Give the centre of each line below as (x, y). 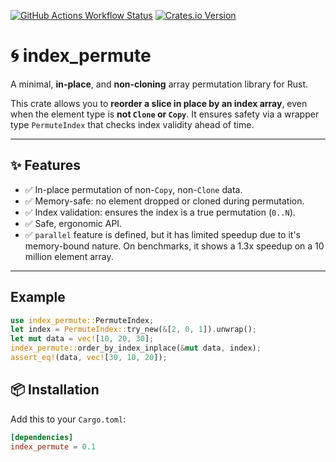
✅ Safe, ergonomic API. (73, 223)
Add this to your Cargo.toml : (68, 419)
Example (38, 297)
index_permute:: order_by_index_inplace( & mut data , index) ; (136, 348)
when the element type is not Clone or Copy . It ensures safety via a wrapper (165, 114)
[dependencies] (42, 437)
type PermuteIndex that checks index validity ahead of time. (132, 124)
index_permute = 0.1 (53, 446)
